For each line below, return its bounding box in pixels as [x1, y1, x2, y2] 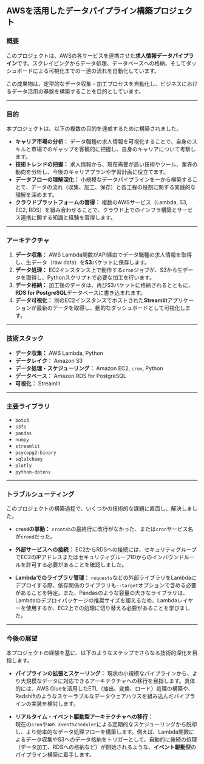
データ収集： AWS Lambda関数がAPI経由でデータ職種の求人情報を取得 [15, 251, 192, 258]
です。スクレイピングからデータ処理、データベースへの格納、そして [17, 60, 186, 67]
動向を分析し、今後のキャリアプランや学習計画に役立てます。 [15, 168, 169, 175]
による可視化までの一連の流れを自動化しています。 [32, 67, 160, 74]
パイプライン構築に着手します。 [15, 751, 95, 759]
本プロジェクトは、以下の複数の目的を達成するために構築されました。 [6, 125, 182, 132]
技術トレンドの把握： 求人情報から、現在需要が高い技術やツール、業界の [15, 160, 198, 168]
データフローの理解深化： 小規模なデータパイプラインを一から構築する [15, 176, 192, 183]
